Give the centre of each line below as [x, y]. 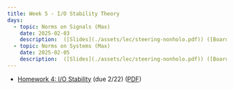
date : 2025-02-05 [45, 53]
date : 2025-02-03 [45, 33]
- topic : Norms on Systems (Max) [62, 46]
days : [15, 20]
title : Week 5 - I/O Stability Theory [63, 14]
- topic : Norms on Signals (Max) [62, 27]
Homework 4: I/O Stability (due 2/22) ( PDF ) [79, 79]
